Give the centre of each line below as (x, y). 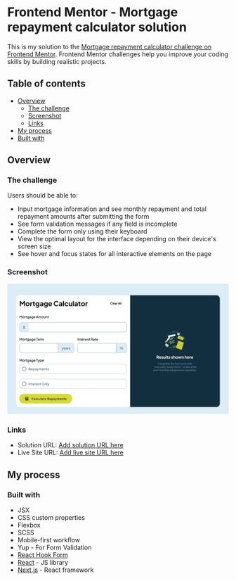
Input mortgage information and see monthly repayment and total (112, 209)
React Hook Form (42, 555)
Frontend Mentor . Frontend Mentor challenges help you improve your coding (118, 54)
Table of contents (46, 84)
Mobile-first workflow (49, 540)
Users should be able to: (43, 196)
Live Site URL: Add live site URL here (71, 453)
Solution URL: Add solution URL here (71, 445)
